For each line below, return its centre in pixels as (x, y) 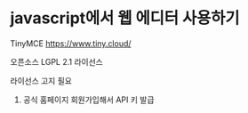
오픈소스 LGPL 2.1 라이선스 (56, 61)
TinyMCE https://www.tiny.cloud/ (71, 43)
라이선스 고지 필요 (41, 80)
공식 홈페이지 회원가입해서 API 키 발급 (88, 100)
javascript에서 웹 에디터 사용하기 (125, 18)
